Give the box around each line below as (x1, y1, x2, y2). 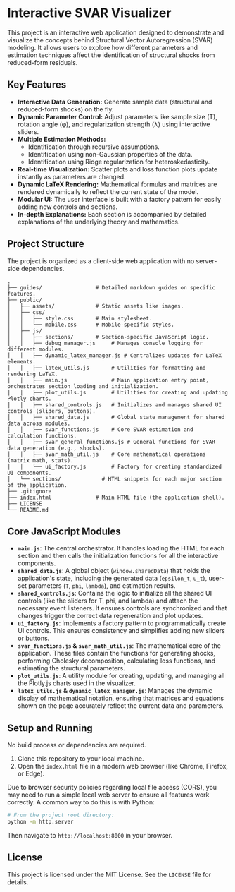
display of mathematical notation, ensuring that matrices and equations (17, 694, 224, 703)
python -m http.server (7, 819, 74, 826)
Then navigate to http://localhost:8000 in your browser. (7, 831, 173, 839)
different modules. (7, 346, 65, 353)
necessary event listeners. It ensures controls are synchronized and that (17, 604, 227, 613)
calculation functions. (7, 432, 77, 439)
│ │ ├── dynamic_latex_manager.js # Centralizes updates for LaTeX (7, 351, 222, 359)
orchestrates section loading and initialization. (7, 382, 159, 390)
